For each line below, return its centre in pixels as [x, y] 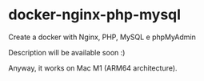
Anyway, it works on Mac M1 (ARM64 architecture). [93, 68]
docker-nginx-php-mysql [95, 15]
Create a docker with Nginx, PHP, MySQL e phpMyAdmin [102, 37]
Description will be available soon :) [67, 52]
